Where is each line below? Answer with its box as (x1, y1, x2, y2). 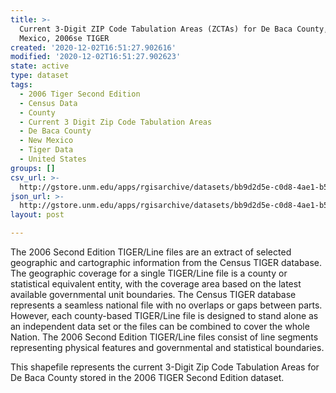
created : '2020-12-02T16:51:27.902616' (10, 42, 177, 53)
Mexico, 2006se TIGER (19, 33, 110, 43)
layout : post (10, 210, 65, 220)
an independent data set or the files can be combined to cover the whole (10, 321, 310, 332)
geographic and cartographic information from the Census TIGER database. (10, 257, 323, 268)
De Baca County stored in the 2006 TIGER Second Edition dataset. (10, 372, 285, 383)
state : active (10, 61, 70, 71)
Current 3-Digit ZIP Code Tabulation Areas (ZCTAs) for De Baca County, (19, 24, 329, 34)
